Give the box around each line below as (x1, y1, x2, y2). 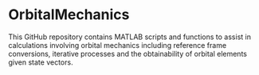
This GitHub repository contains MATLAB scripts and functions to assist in (8, 32, 251, 41)
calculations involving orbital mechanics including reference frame (8, 40, 227, 49)
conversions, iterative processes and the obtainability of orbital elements (8, 49, 247, 58)
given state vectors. (8, 57, 73, 67)
